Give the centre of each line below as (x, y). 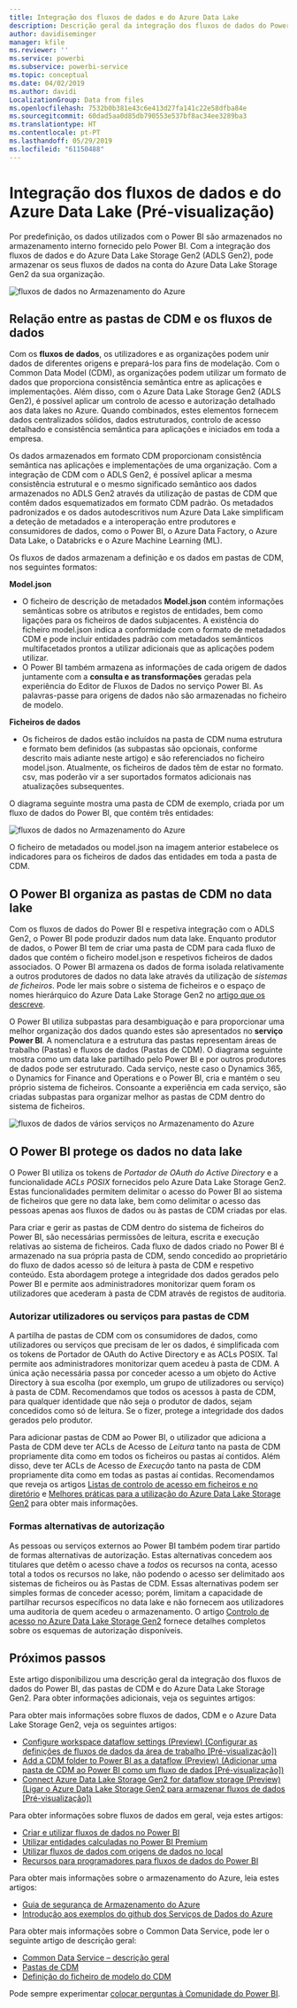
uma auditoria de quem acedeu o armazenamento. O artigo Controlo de (139, 1611)
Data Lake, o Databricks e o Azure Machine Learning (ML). (116, 540)
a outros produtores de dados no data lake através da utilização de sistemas (148, 976)
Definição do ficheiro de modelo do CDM (96, 1977)
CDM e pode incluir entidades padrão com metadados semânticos (142, 640)
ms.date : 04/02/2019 (47, 83)
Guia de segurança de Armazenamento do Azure (111, 1904)
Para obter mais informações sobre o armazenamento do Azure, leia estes (145, 1878)
